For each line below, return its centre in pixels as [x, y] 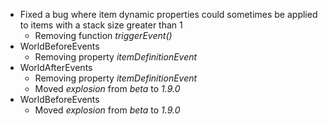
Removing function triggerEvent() [103, 35]
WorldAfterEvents [56, 67]
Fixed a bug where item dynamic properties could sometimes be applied [168, 14]
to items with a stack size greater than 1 [101, 25]
